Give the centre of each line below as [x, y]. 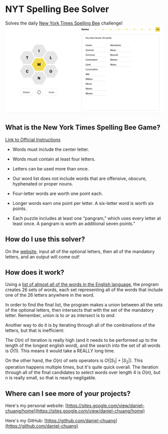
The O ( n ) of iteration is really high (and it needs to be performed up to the [81, 340]
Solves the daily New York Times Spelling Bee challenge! [64, 23]
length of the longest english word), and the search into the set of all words [83, 346]
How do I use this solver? [45, 239]
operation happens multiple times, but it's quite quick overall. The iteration [82, 367]
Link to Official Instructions [33, 139]
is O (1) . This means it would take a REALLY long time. [60, 351]
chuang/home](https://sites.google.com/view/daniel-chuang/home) [75, 411]
